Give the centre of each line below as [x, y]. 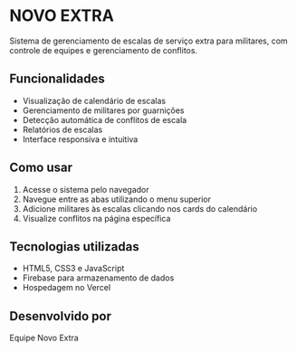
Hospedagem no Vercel [67, 288]
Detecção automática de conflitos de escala [105, 119]
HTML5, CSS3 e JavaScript [73, 269]
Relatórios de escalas [62, 129]
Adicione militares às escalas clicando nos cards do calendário [140, 208]
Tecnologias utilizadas [74, 247]
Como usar [41, 168]
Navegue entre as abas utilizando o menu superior [116, 199]
